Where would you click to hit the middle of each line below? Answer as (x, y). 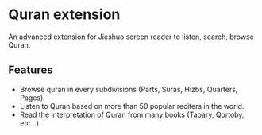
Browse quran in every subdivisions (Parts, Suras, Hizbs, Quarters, (129, 89)
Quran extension (64, 15)
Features (31, 70)
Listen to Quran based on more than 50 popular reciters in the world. (132, 106)
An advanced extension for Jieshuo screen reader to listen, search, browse (131, 37)
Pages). (32, 98)
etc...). (30, 123)
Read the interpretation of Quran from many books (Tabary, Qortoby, (132, 114)
